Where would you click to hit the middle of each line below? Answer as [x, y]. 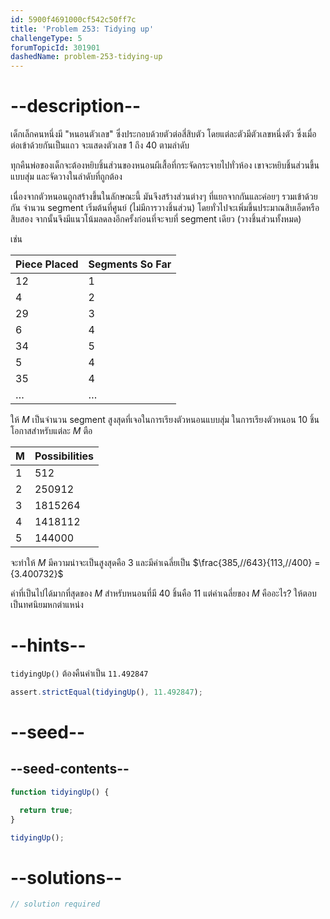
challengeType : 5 [46, 38]
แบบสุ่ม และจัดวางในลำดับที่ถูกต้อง [66, 177]
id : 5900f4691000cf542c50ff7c [73, 19]
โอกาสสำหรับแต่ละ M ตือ [51, 431]
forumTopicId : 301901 [55, 47]
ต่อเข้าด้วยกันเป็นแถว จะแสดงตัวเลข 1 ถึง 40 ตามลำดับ [100, 145]
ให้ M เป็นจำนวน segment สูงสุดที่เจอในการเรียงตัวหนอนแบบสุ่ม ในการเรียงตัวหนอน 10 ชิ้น [165, 420]
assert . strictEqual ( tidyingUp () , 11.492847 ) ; [106, 692]
